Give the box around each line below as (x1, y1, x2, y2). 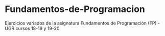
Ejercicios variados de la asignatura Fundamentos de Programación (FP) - (5, 20, 160, 26)
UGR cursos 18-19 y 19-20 (5, 25, 60, 31)
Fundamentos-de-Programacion (5, 3, 145, 15)
